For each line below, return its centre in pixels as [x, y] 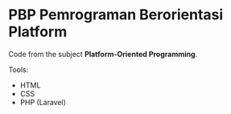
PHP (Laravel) [43, 102]
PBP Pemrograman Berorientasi [116, 15]
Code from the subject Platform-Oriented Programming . [103, 54]
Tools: [19, 69]
